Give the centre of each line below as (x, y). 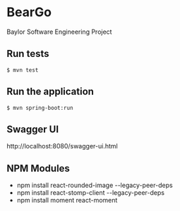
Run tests (28, 54)
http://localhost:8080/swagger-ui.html (62, 146)
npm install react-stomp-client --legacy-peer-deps (91, 193)
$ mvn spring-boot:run (40, 108)
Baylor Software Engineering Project (59, 32)
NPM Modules (38, 168)
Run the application (50, 92)
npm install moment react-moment (67, 200)
